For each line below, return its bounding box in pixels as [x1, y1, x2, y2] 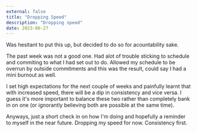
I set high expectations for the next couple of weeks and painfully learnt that [6, 83, 191, 90]
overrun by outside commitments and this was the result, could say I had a [6, 65, 186, 72]
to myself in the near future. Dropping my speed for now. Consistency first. [6, 119, 188, 127]
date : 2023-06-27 [6, 25, 49, 31]
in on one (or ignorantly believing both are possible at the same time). [6, 101, 175, 109]
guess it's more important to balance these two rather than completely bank [6, 95, 190, 103]
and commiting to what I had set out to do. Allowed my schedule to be [6, 59, 175, 66]
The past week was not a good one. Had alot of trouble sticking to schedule [6, 52, 190, 60]
